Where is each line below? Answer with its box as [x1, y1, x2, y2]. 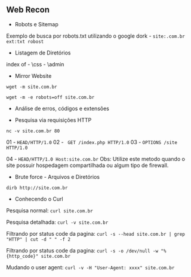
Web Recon [6, 5, 50, 15]
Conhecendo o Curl [14, 195, 64, 202]
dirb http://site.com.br [6, 185, 68, 191]
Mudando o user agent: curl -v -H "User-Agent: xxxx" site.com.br [6, 263, 175, 271]
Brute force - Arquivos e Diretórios [14, 173, 100, 180]
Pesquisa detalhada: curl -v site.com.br [6, 218, 109, 226]
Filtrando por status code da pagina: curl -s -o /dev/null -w [6, 246, 159, 254]
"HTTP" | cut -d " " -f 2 [6, 236, 70, 242]
